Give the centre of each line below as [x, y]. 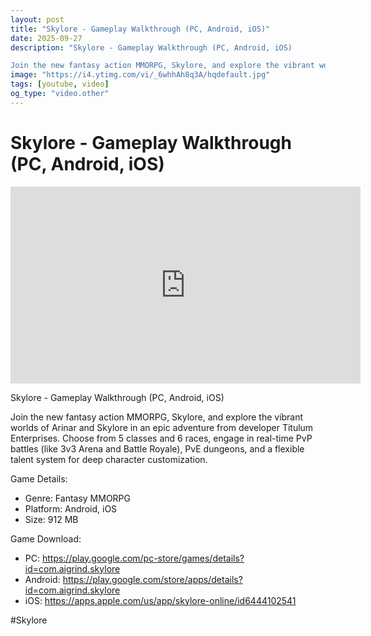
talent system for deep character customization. [109, 459]
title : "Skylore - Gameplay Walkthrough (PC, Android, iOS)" [140, 29]
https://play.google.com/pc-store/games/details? [143, 558]
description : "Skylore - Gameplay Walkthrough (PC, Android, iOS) [151, 47]
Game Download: [46, 538]
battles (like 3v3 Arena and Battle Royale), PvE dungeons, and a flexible [157, 448]
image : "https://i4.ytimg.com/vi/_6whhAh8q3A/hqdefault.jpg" [140, 75]
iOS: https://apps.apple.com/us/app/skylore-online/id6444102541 [160, 600]
